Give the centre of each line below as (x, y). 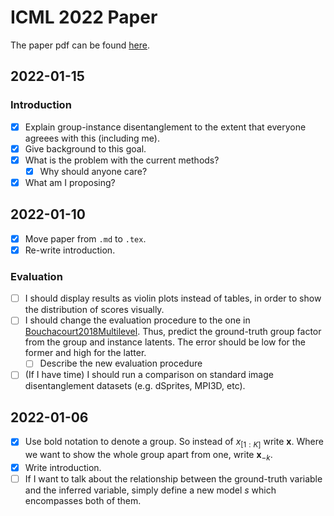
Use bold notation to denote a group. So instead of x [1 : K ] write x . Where (174, 443)
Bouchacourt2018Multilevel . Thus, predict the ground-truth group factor (173, 332)
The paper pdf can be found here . (80, 45)
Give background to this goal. (85, 148)
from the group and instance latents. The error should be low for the (165, 342)
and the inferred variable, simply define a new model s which (150, 490)
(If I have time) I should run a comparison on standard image (149, 375)
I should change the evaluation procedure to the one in (137, 320)
